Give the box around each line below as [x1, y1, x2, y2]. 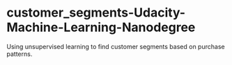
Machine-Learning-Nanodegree [6, 19, 196, 35]
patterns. [6, 50, 33, 58]
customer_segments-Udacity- [6, 5, 186, 21]
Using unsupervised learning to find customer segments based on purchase [6, 42, 225, 50]
